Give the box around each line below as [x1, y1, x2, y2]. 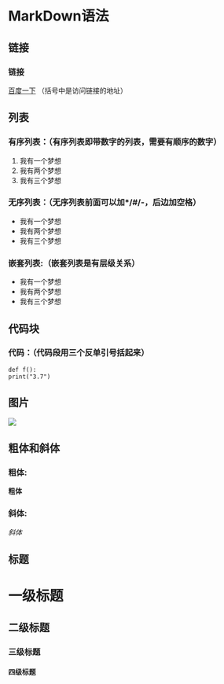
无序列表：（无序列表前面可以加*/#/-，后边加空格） [8, 197, 201, 208]
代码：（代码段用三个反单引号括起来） [8, 348, 149, 359]
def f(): [8, 366, 37, 373]
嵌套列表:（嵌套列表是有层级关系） [8, 257, 140, 268]
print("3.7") [8, 373, 51, 381]
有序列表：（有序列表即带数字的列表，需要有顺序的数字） [8, 137, 222, 148]
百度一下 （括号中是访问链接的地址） [8, 86, 127, 95]
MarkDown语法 [8, 7, 109, 25]
